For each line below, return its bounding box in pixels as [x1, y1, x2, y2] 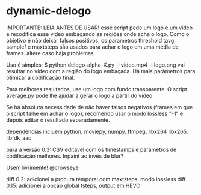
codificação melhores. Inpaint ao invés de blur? [6, 152, 124, 160]
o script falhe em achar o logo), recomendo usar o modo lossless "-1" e [6, 110, 184, 117]
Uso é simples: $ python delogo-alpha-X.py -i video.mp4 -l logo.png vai [6, 61, 185, 68]
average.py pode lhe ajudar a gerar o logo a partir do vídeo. [6, 92, 155, 99]
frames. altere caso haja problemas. [6, 49, 96, 56]
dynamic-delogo [6, 4, 91, 18]
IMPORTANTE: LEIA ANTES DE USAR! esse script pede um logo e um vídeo [6, 24, 193, 31]
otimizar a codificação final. [6, 74, 75, 81]
